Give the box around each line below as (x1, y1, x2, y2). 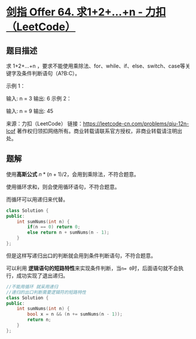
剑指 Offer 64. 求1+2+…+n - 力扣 (6, 5, 166, 19)
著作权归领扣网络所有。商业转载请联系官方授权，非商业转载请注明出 (17, 128, 182, 134)
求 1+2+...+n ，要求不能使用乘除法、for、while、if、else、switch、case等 (6, 63, 186, 69)
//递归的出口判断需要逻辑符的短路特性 (6, 289, 87, 295)
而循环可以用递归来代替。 (6, 196, 68, 203)
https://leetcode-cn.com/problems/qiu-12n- (83, 120, 190, 127)
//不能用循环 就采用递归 (6, 283, 58, 290)
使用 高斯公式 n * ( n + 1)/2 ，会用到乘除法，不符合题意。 (6, 170, 140, 177)
